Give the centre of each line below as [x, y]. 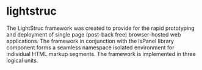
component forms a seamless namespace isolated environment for [90, 47]
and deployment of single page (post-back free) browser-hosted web [94, 34]
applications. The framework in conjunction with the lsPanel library [90, 41]
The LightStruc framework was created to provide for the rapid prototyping [101, 28]
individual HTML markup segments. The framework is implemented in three [101, 54]
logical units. [22, 60]
